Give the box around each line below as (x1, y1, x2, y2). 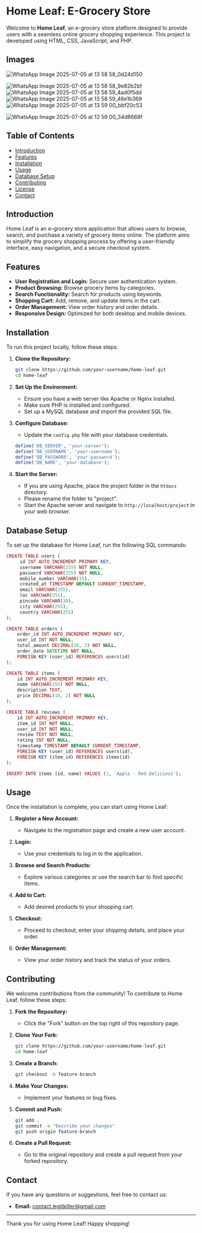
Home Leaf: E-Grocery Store (6, 4, 151, 18)
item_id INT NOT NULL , (17, 720, 74, 727)
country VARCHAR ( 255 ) (19, 609, 74, 615)
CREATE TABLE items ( (6, 670, 61, 677)
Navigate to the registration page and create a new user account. (23, 827, 186, 834)
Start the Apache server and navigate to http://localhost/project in (23, 502, 195, 509)
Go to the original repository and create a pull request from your (23, 1151, 183, 1158)
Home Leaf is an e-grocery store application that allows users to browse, (6, 225, 187, 232)
